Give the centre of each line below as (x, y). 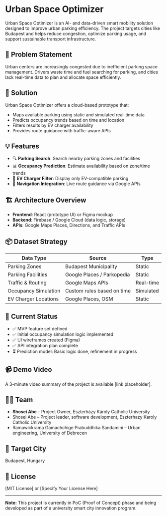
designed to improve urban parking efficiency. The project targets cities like (83, 28)
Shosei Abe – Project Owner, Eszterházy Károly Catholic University (81, 412)
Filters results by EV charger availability (53, 125)
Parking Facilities (28, 274)
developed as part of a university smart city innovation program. (71, 508)
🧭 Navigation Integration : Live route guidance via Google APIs (76, 184)
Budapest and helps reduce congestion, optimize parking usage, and (76, 33)
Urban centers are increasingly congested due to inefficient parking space (82, 66)
